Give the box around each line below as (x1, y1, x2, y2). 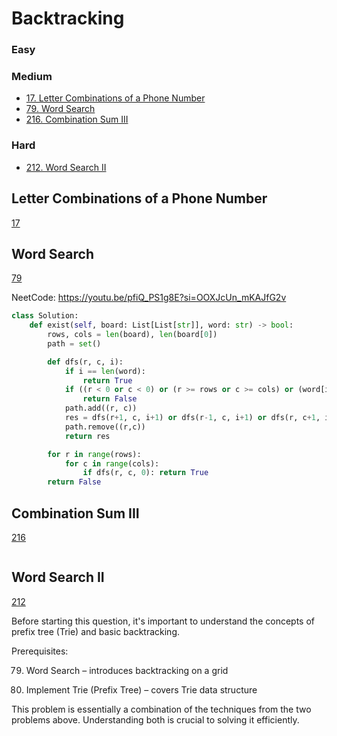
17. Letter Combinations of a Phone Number (25, 92, 206, 104)
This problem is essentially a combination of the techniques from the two (11, 703, 312, 715)
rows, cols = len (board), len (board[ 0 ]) (47, 330, 218, 340)
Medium (11, 70, 53, 84)
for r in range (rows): (47, 449, 142, 459)
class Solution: (11, 311, 79, 321)
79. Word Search (25, 103, 96, 115)
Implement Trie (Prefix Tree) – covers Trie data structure (25, 683, 258, 696)
